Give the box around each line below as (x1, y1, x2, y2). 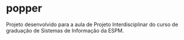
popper (6, 2, 43, 15)
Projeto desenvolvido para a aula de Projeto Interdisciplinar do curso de (6, 21, 178, 28)
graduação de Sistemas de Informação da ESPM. (6, 27, 124, 34)
